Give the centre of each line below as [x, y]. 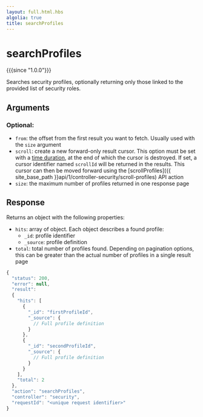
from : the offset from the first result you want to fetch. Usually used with [105, 138]
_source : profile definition [56, 242]
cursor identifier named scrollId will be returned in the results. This [100, 164]
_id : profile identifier [50, 236]
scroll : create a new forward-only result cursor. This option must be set [105, 151]
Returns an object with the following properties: [66, 217]
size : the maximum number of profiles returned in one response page [102, 184]
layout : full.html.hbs [35, 12]
